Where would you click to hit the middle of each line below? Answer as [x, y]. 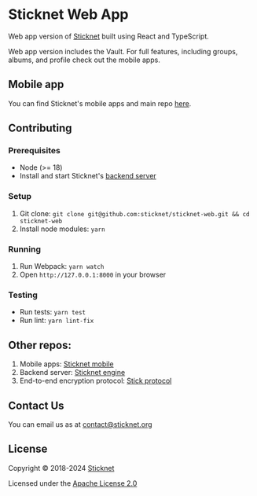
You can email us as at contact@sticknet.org [80, 424]
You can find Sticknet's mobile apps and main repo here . [100, 103]
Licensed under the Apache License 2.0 [73, 483]
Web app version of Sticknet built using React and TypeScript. [109, 36]
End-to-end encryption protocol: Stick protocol [95, 381]
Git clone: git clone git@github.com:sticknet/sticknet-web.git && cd [134, 213]
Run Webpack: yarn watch [62, 266]
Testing [23, 295]
